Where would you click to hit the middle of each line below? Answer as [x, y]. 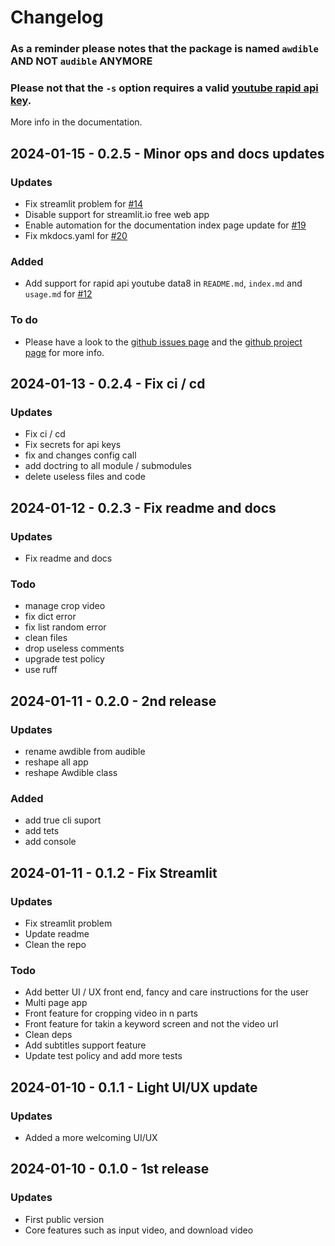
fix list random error [65, 627]
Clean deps [48, 1035]
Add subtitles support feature [85, 1045]
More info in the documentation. [76, 122]
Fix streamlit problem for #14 [84, 204]
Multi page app [56, 1003]
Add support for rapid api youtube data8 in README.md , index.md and [163, 283]
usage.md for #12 [58, 294]
